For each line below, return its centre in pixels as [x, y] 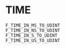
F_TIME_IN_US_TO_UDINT [33, 40]
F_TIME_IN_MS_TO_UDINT [33, 25]
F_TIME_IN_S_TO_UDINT [32, 35]
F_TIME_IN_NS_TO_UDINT [33, 30]
